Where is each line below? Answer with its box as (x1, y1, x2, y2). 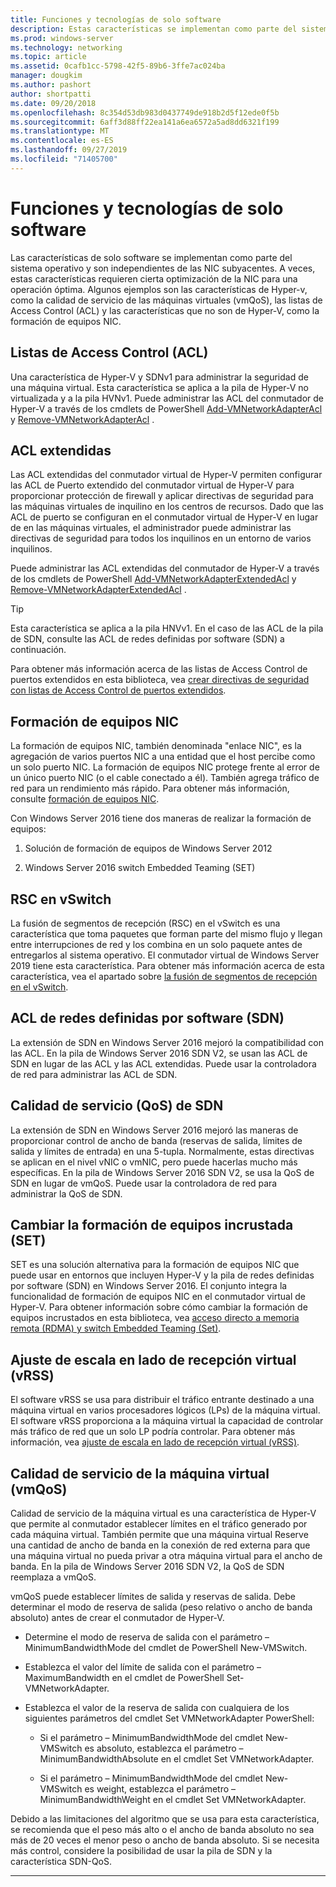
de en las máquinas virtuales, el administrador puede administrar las (10, 522, 292, 534)
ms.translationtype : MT (10, 126, 110, 136)
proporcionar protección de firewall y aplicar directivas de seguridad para (10, 490, 314, 502)
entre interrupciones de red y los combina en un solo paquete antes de (10, 938, 303, 950)
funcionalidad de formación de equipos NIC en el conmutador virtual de (10, 1291, 306, 1303)
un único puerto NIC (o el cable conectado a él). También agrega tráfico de (10, 772, 320, 784)
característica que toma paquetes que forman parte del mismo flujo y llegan (10, 927, 323, 940)
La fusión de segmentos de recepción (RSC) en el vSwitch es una (10, 917, 281, 929)
